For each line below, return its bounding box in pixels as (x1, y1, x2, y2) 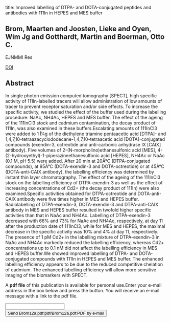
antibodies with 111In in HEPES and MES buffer (5, 10, 103, 16)
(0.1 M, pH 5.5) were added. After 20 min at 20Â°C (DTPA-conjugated (5, 158, 151, 164)
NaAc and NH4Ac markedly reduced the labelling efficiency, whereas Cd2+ (5, 239, 164, 245)
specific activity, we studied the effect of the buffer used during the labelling (5, 109, 166, 115)
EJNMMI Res (5, 54, 33, 60)
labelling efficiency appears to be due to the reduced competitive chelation (5, 261, 163, 267)
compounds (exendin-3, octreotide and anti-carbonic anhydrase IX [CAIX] (5, 141, 161, 147)
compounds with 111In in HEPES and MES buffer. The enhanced (30, 255, 163, 262)
